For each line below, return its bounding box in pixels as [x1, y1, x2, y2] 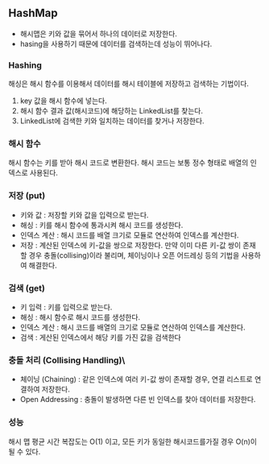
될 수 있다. [8, 446, 41, 456]
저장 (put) [8, 190, 46, 201]
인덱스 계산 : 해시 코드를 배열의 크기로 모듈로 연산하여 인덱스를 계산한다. [19, 322, 246, 332]
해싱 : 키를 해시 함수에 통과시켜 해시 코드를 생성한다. [19, 220, 184, 230]
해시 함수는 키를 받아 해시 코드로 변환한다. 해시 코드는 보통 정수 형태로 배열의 [8, 158, 249, 168]
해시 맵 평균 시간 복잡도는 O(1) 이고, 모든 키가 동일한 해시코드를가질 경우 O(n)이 [8, 437, 258, 446]
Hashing [8, 60, 43, 71]
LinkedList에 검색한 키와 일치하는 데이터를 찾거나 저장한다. [19, 116, 205, 126]
